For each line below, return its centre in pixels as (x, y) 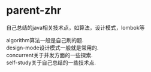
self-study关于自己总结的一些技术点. (51, 62)
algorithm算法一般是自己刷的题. (45, 40)
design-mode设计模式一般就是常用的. (52, 48)
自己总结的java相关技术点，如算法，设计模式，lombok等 (75, 27)
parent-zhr (34, 10)
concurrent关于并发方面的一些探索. (49, 55)
